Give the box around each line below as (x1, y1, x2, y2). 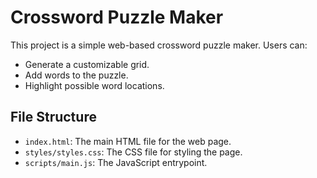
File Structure (10, 109, 97, 126)
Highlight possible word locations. (24, 79, 165, 91)
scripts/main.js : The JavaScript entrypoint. (24, 156, 208, 168)
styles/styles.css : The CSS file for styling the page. (24, 146, 243, 158)
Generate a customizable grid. (24, 58, 150, 70)
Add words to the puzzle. (24, 69, 129, 81)
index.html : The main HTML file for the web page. (24, 135, 232, 147)
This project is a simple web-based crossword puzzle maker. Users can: (10, 39, 308, 51)
